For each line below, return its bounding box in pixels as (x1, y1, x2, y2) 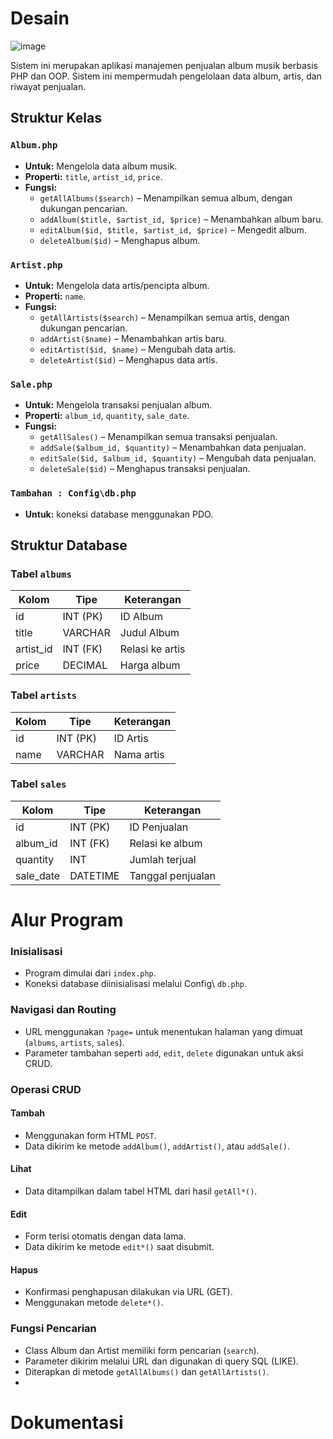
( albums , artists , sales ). (24, 1036, 125, 1048)
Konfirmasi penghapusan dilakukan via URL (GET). (24, 1286, 233, 1298)
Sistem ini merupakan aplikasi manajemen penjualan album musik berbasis (10, 59, 318, 71)
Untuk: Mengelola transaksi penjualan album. (24, 399, 213, 411)
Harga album (119, 658, 181, 672)
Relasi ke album (129, 836, 203, 850)
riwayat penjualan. (10, 80, 87, 92)
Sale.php (10, 378, 53, 390)
